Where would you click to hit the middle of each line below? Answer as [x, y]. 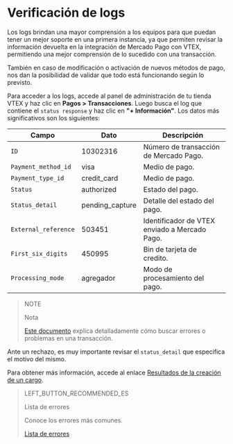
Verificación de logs [66, 13]
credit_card [100, 178]
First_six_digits [39, 254]
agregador [98, 278]
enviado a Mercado [175, 229]
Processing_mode [37, 278]
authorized [99, 189]
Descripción [183, 135]
